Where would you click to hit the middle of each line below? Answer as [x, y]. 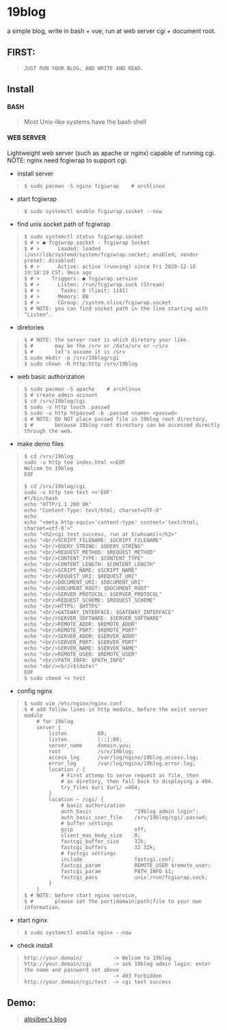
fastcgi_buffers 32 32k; [108, 847]
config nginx [35, 691]
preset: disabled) [50, 260]
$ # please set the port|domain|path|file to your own [113, 901]
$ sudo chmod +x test [54, 678]
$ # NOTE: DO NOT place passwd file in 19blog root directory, [116, 419]
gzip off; [104, 829]
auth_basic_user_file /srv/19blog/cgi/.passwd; [134, 817]
